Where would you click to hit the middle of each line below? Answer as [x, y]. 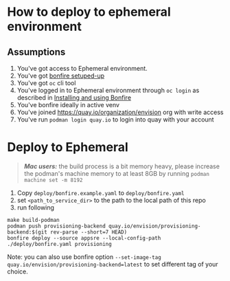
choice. [18, 271]
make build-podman [33, 220]
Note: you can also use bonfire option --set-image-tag [84, 257]
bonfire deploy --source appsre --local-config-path [84, 238]
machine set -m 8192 [53, 180]
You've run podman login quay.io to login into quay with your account [115, 120]
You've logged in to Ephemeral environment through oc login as [108, 90]
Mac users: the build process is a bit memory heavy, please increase [122, 166]
